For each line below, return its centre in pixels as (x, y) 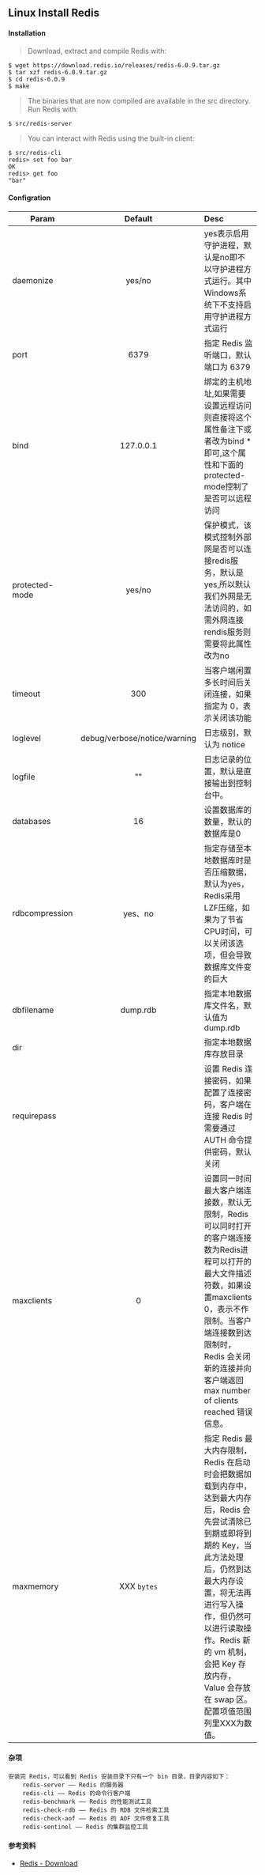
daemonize (33, 280)
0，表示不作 (226, 1309)
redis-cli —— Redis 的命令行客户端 (77, 1794)
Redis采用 (222, 895)
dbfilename (33, 1010)
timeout (26, 694)
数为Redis (222, 1249)
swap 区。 (233, 1699)
